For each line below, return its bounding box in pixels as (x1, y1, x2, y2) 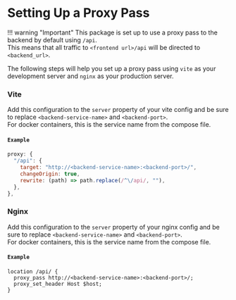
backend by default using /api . (7, 35, 97, 44)
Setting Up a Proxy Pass (7, 5, 150, 21)
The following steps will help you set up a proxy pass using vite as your (7, 64, 216, 73)
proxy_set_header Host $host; (13, 280, 102, 288)
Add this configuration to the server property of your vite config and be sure (7, 106, 229, 114)
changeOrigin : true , (20, 170, 80, 177)
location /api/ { (7, 268, 58, 275)
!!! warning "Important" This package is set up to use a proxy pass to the (7, 28, 218, 37)
